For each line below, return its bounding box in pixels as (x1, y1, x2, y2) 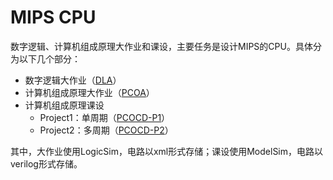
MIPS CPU (10, 6, 97, 29)
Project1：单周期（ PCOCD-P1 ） (39, 111, 171, 123)
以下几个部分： (18, 52, 81, 65)
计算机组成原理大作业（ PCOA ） (24, 86, 155, 98)
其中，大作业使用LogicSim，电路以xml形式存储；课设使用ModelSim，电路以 (10, 145, 324, 157)
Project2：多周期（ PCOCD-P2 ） (39, 124, 174, 136)
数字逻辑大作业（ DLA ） (24, 74, 122, 86)
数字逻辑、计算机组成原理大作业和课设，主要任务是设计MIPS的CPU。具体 (10, 40, 313, 52)
